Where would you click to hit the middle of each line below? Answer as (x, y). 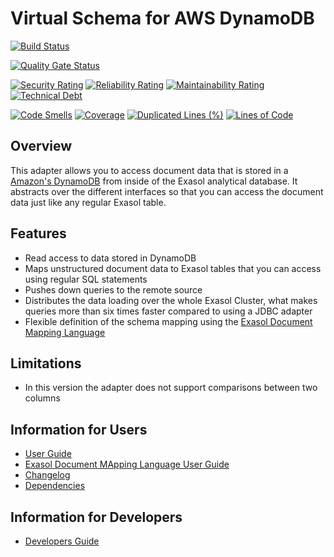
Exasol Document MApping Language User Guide (127, 464)
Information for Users (79, 429)
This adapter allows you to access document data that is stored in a (149, 170)
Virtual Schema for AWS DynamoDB (162, 18)
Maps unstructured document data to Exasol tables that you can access (173, 268)
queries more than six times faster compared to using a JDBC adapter (168, 311)
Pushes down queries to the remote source (113, 289)
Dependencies (55, 486)
